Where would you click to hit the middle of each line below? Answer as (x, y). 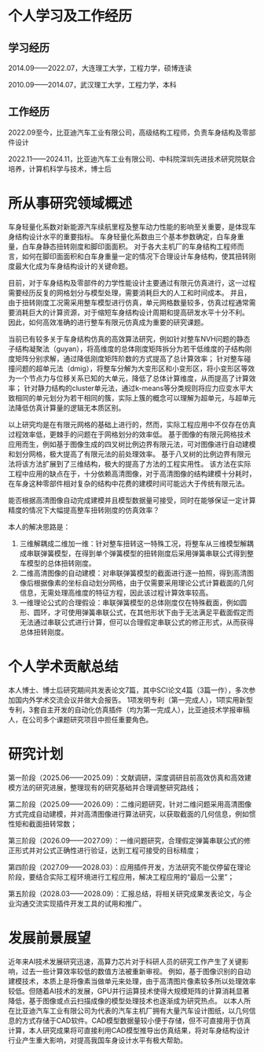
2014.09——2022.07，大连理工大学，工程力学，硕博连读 (100, 68)
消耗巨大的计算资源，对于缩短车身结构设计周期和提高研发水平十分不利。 (132, 312)
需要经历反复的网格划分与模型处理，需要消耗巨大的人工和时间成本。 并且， (130, 293)
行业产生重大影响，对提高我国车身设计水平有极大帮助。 (97, 1040)
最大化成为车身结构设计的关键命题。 (73, 266)
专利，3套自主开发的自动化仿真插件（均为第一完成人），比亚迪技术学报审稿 (129, 710)
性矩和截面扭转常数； (42, 824)
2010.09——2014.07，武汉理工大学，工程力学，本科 (92, 85)
